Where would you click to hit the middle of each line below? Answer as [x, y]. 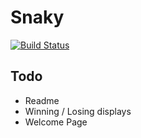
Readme [42, 100]
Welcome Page [56, 122]
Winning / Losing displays [78, 111]
